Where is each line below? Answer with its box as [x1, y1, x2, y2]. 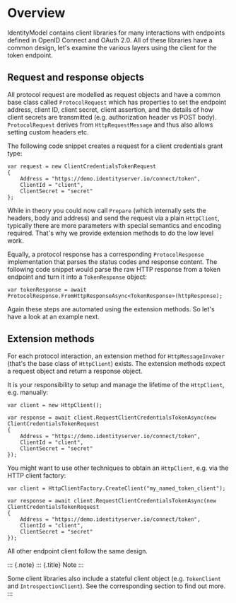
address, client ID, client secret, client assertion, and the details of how [7, 105, 213, 114]
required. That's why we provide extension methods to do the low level [7, 229, 214, 237]
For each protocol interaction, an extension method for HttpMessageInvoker [7, 352, 225, 360]
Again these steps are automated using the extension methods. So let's [7, 304, 215, 313]
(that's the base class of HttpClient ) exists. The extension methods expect [7, 359, 225, 367]
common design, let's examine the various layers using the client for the [7, 43, 217, 52]
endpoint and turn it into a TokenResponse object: [7, 272, 147, 281]
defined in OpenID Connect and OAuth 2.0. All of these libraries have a [7, 35, 213, 44]
